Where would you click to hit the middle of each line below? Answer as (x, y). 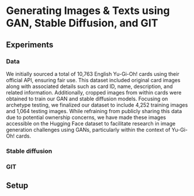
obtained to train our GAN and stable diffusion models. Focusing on (87, 99)
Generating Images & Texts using (88, 11)
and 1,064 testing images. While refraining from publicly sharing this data (94, 111)
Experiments (30, 45)
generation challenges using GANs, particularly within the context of (88, 129)
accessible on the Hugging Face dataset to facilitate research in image (91, 123)
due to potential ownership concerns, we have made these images (86, 117)
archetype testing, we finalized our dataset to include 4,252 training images (97, 105)
